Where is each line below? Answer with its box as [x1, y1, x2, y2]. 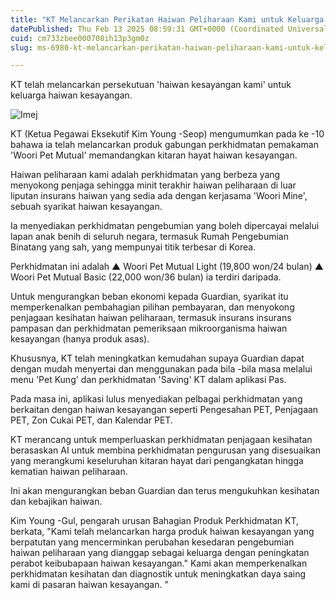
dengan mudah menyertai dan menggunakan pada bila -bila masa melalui [10, 363, 313, 375]
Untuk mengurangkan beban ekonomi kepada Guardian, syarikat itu [10, 291, 289, 303]
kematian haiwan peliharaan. [10, 466, 128, 478]
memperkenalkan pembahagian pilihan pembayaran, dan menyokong [10, 301, 295, 313]
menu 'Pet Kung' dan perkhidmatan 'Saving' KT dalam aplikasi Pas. [10, 374, 287, 386]
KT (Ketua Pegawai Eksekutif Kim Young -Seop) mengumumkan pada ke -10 [10, 128, 325, 140]
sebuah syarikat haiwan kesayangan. [10, 201, 163, 213]
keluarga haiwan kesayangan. [10, 89, 133, 101]
